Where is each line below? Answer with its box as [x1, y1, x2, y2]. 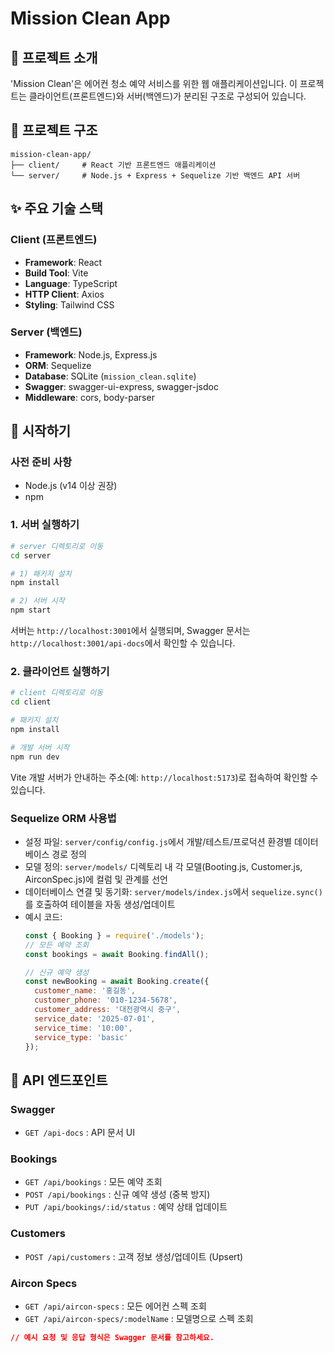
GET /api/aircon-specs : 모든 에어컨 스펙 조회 [24, 1300, 207, 1312]
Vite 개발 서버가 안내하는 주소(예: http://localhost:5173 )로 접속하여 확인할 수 [10, 771, 319, 783]
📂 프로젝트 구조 [10, 122, 98, 139]
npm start [10, 605, 52, 616]
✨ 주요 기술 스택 [10, 200, 104, 217]
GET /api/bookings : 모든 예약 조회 [24, 1176, 163, 1188]
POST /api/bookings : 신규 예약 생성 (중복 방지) [24, 1188, 211, 1201]
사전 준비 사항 [10, 455, 73, 469]
